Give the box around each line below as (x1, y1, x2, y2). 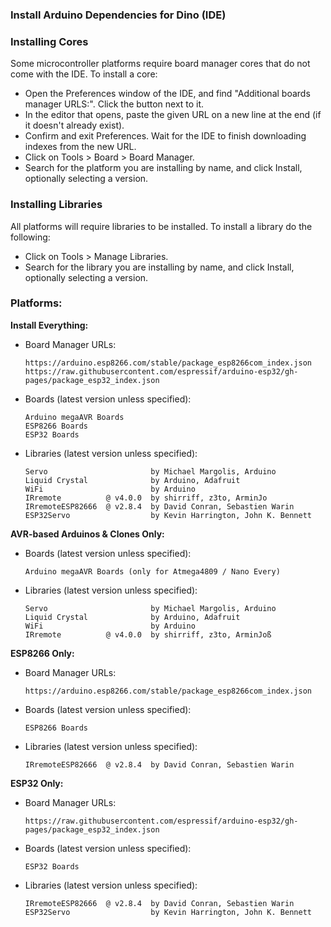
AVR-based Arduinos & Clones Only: (10, 528, 165, 540)
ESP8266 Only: (10, 647, 75, 659)
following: (10, 231, 51, 243)
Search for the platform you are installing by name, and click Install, (24, 162, 303, 174)
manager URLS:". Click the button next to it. (24, 98, 205, 110)
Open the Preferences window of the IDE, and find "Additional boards (24, 88, 311, 100)
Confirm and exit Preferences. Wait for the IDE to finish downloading (24, 130, 307, 142)
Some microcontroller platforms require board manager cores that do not (10, 58, 311, 70)
